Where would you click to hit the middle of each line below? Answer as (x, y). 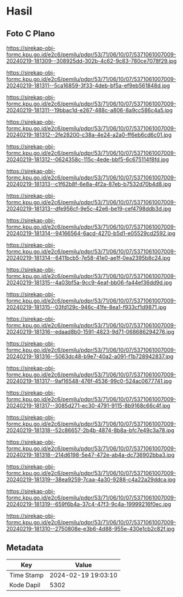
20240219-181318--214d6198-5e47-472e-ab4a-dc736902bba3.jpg (90, 455)
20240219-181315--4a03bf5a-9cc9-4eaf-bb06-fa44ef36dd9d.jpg (89, 282)
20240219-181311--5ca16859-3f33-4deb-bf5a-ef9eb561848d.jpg (88, 85)
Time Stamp (27, 575)
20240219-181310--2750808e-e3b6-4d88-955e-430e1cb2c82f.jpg (90, 529)
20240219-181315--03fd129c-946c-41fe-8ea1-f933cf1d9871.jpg (86, 307)
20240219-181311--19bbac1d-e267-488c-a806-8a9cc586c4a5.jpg (89, 110)
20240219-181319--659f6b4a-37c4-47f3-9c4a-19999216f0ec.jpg (89, 504)
